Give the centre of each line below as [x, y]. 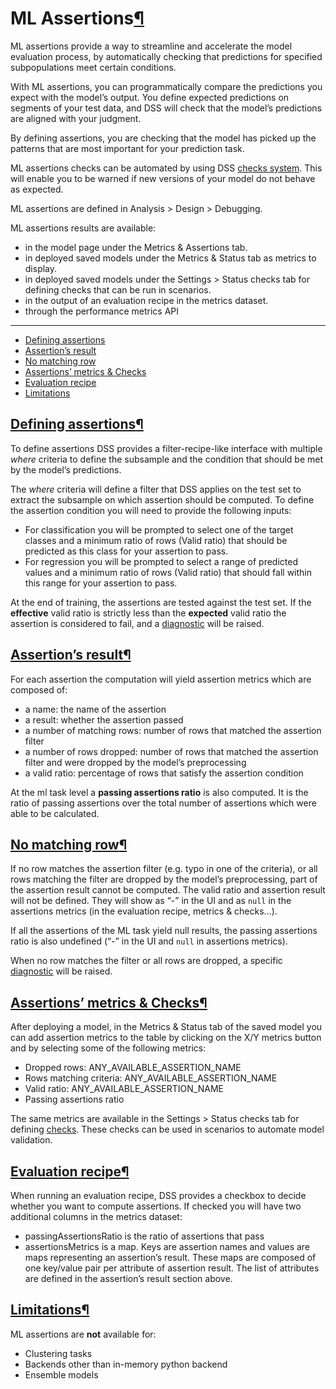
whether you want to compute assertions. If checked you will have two [156, 1206]
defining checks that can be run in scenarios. [118, 289]
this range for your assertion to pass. [101, 583]
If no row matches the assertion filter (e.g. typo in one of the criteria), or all [164, 869]
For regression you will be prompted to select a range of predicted [161, 561]
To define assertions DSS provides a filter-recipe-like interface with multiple [166, 448]
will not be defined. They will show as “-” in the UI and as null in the [151, 901]
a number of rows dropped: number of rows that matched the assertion [171, 751]
